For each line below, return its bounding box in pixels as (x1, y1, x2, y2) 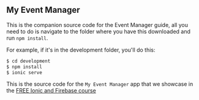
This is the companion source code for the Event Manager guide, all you (6, 21, 189, 28)
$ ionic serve (6, 69, 43, 75)
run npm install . (6, 34, 48, 42)
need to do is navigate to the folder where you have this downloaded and (6, 28, 191, 35)
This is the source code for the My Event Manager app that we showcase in (6, 80, 193, 88)
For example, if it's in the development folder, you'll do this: (6, 46, 156, 53)
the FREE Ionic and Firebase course (6, 87, 96, 94)
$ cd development (6, 58, 51, 64)
